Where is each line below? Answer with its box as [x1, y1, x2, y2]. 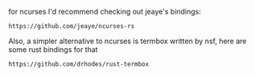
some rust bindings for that [8, 45, 98, 54]
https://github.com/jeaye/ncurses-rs [8, 22, 135, 30]
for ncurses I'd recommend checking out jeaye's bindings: [8, 7, 201, 16]
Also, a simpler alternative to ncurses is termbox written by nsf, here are [8, 36, 247, 46]
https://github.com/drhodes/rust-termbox [8, 60, 150, 68]
